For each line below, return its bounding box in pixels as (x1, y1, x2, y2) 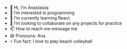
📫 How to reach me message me (9, 26, 77, 31)
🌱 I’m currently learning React (9, 15, 70, 21)
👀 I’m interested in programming (9, 10, 75, 16)
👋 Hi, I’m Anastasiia (9, 5, 49, 10)
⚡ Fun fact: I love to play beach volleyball (9, 38, 93, 44)
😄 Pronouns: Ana (9, 33, 46, 39)
